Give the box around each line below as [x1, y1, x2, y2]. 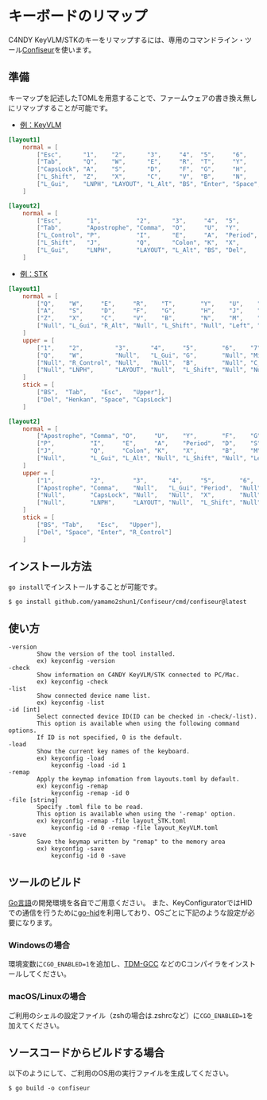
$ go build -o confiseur [8, 1084, 91, 1093]
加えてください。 [8, 1021, 64, 1030]
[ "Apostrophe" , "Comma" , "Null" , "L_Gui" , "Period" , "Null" [37, 484, 261, 492]
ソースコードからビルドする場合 [8, 1046, 164, 1059]
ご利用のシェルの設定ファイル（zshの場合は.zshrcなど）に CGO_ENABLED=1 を [8, 1010, 253, 1020]
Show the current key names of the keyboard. [37, 748, 191, 756]
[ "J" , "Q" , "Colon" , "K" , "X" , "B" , [37, 447, 237, 455]
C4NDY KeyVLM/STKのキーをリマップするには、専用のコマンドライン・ [8, 35, 246, 45]
